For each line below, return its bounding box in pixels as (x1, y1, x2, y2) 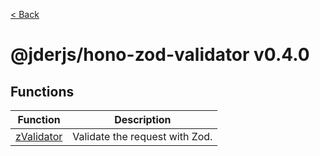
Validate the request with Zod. (72, 130, 213, 143)
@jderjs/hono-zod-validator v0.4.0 (10, 44, 310, 66)
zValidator (15, 130, 63, 143)
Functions (10, 83, 75, 100)
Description (114, 113, 172, 126)
